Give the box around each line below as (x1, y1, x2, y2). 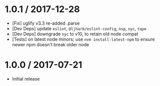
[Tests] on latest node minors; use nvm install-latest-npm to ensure (12, 36, 155, 42)
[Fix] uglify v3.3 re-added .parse (12, 20, 80, 26)
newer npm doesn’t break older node (12, 41, 89, 47)
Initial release (12, 75, 40, 81)
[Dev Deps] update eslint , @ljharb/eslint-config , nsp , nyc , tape (12, 25, 147, 31)
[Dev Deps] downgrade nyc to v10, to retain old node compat (12, 31, 138, 37)
